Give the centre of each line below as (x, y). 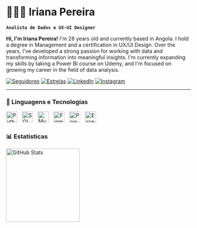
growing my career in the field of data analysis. (63, 69)
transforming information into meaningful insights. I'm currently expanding (96, 57)
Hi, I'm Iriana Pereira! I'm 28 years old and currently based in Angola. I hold (97, 38)
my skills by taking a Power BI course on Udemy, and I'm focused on (89, 63)
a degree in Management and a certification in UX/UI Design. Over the (91, 45)
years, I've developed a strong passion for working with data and (84, 51)
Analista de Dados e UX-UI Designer (51, 28)
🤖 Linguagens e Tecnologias (47, 102)
